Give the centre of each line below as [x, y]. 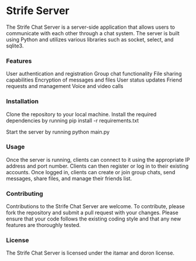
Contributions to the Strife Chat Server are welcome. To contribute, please [96, 206]
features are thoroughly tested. [43, 225]
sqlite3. [15, 46]
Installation [23, 101]
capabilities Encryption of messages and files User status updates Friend [94, 80]
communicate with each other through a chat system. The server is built [93, 33]
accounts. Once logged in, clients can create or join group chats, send [91, 172]
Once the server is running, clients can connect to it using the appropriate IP [98, 160]
